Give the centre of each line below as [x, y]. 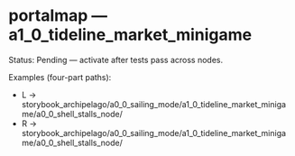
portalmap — [58, 16]
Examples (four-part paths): [60, 77]
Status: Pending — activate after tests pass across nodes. [116, 60]
